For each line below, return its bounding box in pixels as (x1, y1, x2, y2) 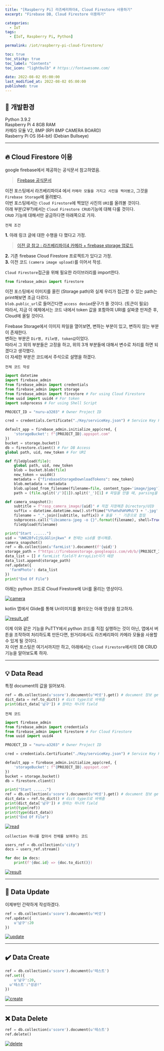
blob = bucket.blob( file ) (14, 468, 67, 473)
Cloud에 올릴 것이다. (5, 313, 45, 319)
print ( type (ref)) (5, 805, 41, 810)
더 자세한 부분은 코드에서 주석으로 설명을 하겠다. (5, 354, 97, 360)
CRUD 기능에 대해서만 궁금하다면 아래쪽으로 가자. (5, 212, 96, 218)
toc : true (5, 52, 25, 57)
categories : (5, 21, 29, 25)
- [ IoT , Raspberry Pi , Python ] (9, 34, 73, 39)
